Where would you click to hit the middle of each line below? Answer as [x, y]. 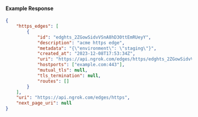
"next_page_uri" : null [44, 103]
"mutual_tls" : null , [62, 70]
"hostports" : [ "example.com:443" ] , [81, 65]
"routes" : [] [53, 81]
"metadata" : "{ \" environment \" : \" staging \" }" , [97, 48]
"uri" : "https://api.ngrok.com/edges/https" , [73, 97]
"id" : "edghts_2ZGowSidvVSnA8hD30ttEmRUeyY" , [94, 37]
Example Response [30, 8]
